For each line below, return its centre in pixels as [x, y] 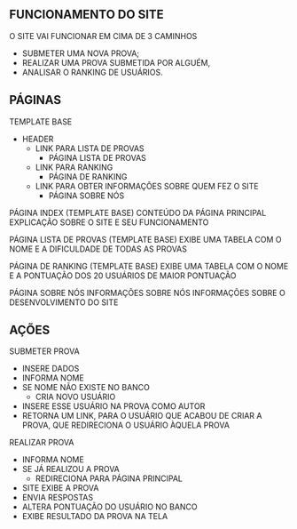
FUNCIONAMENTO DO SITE [86, 15]
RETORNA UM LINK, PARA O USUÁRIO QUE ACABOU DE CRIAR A [142, 416]
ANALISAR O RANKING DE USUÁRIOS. [93, 72]
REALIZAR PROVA [42, 443]
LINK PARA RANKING [74, 167]
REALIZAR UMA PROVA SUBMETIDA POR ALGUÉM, [116, 62]
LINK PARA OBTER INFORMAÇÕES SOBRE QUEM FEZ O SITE [147, 186]
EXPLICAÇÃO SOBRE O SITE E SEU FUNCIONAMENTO [109, 222]
